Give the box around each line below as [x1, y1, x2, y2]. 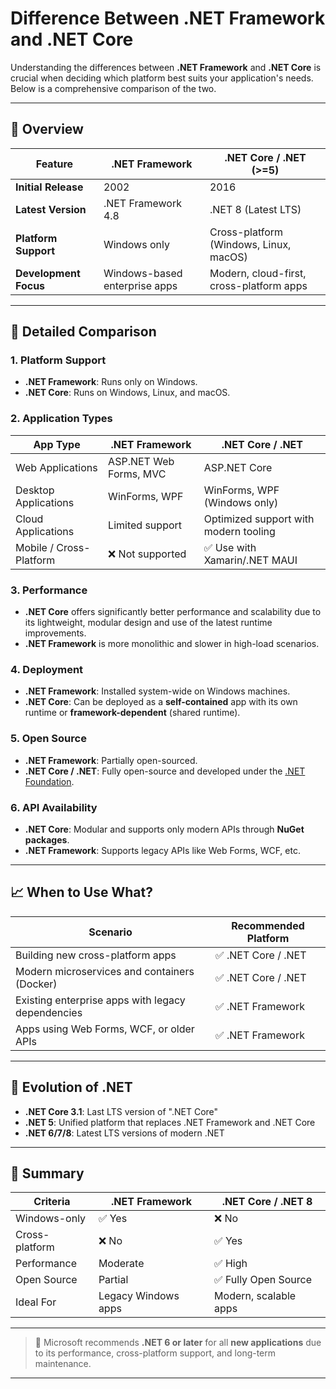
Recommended [231, 918, 305, 932]
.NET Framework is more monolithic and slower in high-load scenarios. [24, 638, 320, 650]
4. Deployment [10, 662, 84, 676]
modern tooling [203, 524, 276, 538]
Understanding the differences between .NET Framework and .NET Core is [10, 61, 322, 73]
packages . [24, 833, 70, 846]
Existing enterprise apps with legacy [15, 993, 186, 1007]
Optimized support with [203, 512, 315, 526]
